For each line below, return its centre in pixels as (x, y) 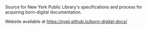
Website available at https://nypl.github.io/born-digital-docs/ (66, 22)
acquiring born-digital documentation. (43, 12)
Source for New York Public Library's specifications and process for (74, 7)
